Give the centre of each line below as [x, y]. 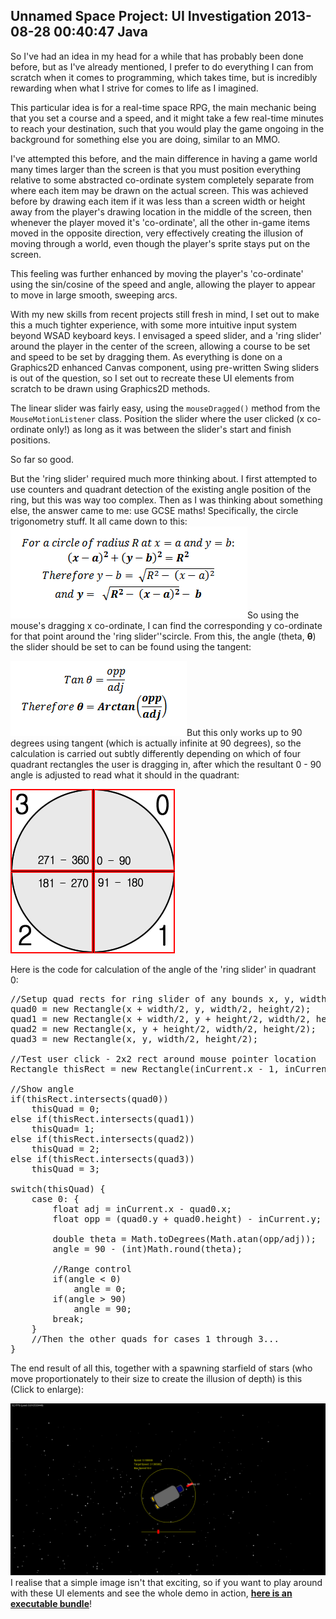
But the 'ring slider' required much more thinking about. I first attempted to [164, 478]
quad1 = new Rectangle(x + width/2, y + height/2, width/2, [161, 1018]
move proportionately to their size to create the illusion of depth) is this [156, 1378]
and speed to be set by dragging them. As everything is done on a [146, 356]
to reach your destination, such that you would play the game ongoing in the [167, 128]
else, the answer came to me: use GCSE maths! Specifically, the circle [154, 510]
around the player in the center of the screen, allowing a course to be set [160, 346]
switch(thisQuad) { [58, 1188]
